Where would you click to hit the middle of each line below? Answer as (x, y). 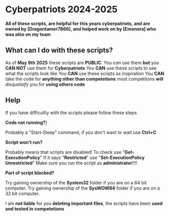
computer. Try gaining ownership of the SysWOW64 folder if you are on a (82, 188)
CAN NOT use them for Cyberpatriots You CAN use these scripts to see (81, 68)
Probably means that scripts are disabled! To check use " (65, 152)
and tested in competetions (35, 209)
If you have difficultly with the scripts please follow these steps (71, 113)
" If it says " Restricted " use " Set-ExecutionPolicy (92, 157)
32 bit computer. (23, 193)
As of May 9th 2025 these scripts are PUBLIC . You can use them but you (82, 63)
